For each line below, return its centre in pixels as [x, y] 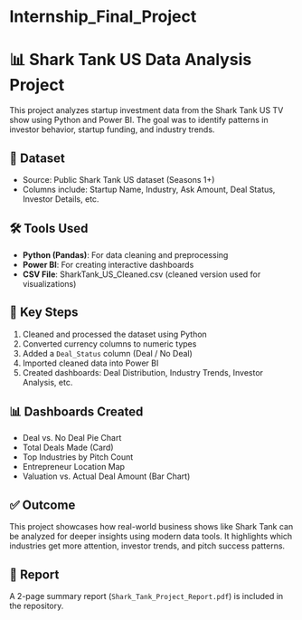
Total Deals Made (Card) [68, 448]
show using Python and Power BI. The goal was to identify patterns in [139, 120]
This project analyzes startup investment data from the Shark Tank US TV [146, 110]
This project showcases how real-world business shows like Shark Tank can [151, 527]
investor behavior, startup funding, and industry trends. [112, 129]
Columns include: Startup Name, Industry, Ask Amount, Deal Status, [149, 189]
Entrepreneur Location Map [73, 467]
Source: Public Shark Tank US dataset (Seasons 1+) [118, 179]
